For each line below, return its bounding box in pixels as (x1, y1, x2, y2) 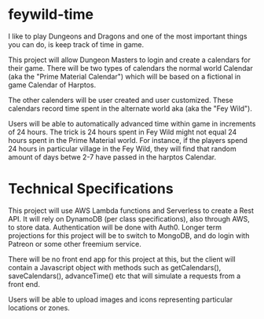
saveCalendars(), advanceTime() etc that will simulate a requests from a (8, 271, 241, 280)
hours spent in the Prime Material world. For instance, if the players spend (8, 135, 247, 145)
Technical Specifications (8, 180, 174, 198)
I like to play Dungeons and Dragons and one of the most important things (8, 31, 247, 41)
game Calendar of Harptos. (8, 80, 97, 90)
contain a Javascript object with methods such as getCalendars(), (8, 262, 222, 272)
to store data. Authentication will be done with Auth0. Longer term (8, 222, 222, 232)
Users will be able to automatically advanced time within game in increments (8, 119, 256, 128)
